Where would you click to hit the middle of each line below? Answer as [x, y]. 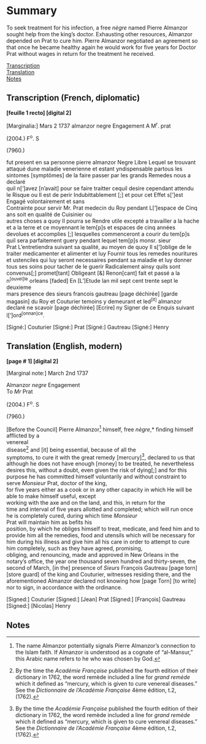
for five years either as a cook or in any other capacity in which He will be [99, 490]
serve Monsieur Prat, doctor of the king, [57, 483]
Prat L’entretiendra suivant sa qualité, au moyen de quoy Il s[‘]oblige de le [99, 247]
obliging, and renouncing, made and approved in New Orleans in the [93, 555]
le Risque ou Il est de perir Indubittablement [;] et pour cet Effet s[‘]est [95, 195]
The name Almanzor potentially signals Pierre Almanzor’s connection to [105, 646]
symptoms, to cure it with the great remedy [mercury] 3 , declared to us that [101, 456]
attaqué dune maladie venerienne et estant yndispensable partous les [94, 169]
